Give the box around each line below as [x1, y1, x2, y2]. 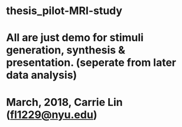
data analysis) [6, 69, 77, 82]
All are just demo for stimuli [6, 31, 144, 45]
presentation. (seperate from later [6, 56, 176, 69]
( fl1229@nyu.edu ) [6, 108, 97, 121]
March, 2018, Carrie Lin [6, 95, 123, 109]
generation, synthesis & [6, 44, 126, 57]
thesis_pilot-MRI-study [6, 4, 123, 18]
